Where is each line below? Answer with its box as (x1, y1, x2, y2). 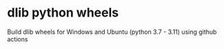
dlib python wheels (7, 5, 119, 21)
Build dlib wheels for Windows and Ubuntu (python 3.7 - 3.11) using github (7, 28, 217, 36)
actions (7, 35, 28, 43)
